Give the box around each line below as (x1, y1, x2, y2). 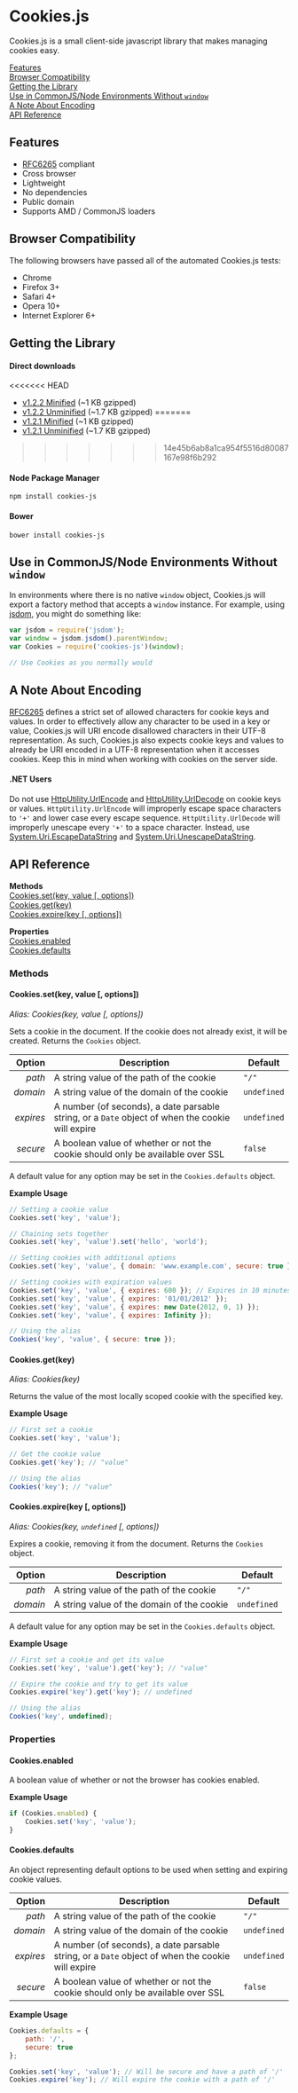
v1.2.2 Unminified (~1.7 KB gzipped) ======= (21, 406, 192, 418)
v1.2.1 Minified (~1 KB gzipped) (21, 416, 135, 427)
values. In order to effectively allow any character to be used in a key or (9, 716, 271, 727)
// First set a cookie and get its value (9, 1655, 165, 1664)
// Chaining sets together (9, 1229, 109, 1239)
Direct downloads (9, 360, 76, 371)
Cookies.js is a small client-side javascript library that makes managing (9, 35, 268, 46)
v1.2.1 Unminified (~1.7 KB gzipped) (21, 426, 151, 437)
